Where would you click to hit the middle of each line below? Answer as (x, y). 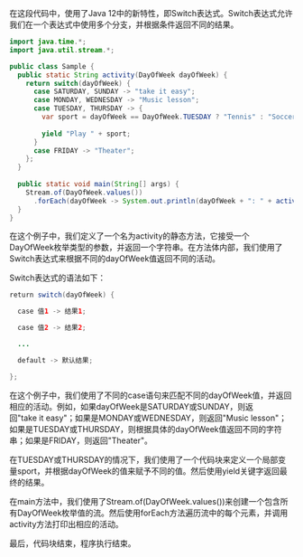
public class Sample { (52, 66)
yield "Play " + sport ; (86, 134)
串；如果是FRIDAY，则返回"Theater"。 (81, 440)
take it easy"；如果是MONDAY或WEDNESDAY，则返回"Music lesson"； (154, 418)
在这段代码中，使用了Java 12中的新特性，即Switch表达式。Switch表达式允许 (151, 13)
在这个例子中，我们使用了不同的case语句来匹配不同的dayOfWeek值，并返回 (151, 395)
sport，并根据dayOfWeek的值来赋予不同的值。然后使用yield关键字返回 (148, 471)
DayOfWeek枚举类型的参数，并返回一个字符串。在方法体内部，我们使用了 (146, 248)
